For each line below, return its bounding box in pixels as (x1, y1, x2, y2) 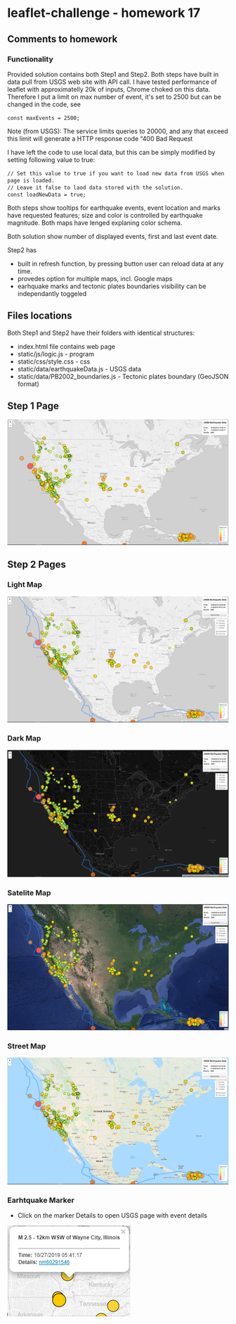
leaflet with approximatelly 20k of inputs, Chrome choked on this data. (7, 85, 211, 93)
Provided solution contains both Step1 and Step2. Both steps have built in (7, 70, 219, 78)
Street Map (7, 1041, 46, 1051)
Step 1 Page (7, 400, 60, 412)
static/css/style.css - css (17, 357, 91, 366)
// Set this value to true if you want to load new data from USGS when (7, 170, 225, 177)
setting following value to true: (7, 155, 96, 163)
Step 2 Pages (7, 559, 67, 571)
